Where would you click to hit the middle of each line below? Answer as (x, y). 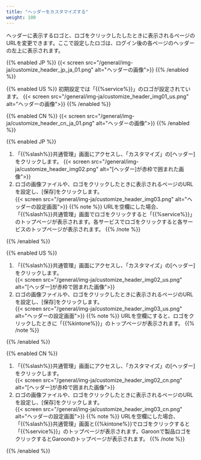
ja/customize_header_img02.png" (57, 169)
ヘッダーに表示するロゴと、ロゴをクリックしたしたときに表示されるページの (101, 35)
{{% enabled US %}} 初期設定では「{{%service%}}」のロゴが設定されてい (98, 89)
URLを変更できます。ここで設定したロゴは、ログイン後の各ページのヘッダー (100, 43)
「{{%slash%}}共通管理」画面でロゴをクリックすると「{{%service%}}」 (105, 214)
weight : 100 (21, 17)
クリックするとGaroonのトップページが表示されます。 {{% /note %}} (100, 439)
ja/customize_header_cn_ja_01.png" (50, 123)
